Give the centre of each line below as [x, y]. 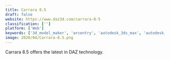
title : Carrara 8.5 [26, 10]
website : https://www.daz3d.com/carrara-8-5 [53, 19]
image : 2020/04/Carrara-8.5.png [39, 38]
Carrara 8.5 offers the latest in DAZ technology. [54, 52]
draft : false [19, 14]
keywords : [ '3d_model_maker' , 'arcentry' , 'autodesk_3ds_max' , [73, 33]
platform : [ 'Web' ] [25, 28]
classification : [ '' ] [28, 24]
